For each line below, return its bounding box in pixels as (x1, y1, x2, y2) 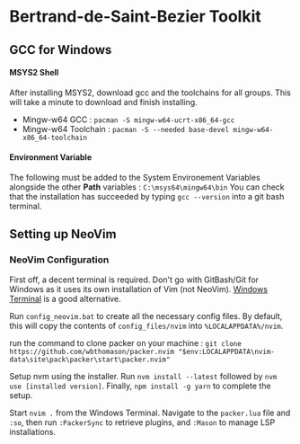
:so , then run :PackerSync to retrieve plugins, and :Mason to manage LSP (9, 416, 276, 428)
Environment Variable (9, 152, 93, 163)
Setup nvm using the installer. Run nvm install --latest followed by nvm (9, 370, 278, 381)
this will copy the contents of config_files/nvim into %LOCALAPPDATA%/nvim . (9, 320, 284, 331)
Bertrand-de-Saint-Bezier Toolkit (9, 6, 262, 27)
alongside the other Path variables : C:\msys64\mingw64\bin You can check (9, 182, 285, 192)
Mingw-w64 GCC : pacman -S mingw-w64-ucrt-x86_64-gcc (22, 114, 235, 125)
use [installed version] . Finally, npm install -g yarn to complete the (9, 380, 271, 391)
